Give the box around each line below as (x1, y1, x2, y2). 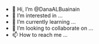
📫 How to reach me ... (11, 32, 68, 38)
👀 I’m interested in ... (11, 12, 63, 19)
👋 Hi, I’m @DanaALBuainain (11, 6, 80, 12)
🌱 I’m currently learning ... (11, 18, 76, 25)
